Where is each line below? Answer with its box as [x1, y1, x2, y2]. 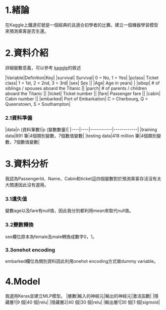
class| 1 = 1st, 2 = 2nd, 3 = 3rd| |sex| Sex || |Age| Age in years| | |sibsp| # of [5, 80, 160, 86]
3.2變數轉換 [5, 222, 34, 229]
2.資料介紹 [5, 48, 49, 59]
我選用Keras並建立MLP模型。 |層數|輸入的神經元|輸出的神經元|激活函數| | [5, 293, 155, 299]
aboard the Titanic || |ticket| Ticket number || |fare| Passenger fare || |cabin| [5, 90, 161, 96]
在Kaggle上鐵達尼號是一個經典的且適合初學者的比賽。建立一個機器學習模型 [5, 22, 159, 28]
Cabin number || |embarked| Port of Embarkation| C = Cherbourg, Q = [5, 95, 148, 102]
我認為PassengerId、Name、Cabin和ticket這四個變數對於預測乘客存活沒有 [5, 176, 157, 182]
